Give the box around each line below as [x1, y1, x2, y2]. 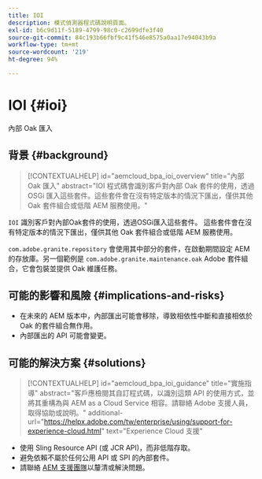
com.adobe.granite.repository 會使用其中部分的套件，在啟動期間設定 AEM [8, 243, 250, 253]
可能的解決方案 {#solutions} [8, 356, 146, 369]
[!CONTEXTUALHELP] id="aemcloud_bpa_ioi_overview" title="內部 [27, 171, 245, 180]
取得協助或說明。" [27, 408, 87, 418]
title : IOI [8, 11, 44, 20]
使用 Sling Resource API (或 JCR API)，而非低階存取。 [19, 443, 195, 453]
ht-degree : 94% [8, 56, 58, 64]
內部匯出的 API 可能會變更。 [19, 331, 112, 340]
